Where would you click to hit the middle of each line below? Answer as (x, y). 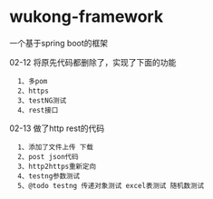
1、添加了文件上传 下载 (55, 147)
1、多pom (33, 81)
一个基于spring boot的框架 (59, 43)
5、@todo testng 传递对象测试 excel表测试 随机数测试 (111, 185)
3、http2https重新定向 (57, 166)
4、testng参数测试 (48, 176)
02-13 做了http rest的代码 (57, 128)
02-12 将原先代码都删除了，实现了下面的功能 (93, 62)
